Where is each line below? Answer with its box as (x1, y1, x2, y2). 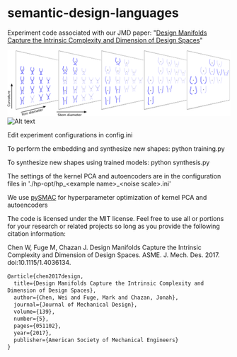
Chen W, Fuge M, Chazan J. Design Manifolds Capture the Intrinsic (7, 243, 202, 252)
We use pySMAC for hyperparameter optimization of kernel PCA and (7, 193, 207, 202)
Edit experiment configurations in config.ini (7, 131, 133, 140)
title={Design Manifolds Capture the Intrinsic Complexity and (13, 280, 204, 288)
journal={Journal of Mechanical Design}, (13, 301, 138, 309)
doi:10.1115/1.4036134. (7, 259, 71, 267)
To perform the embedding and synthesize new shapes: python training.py (7, 144, 225, 153)
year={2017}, (13, 329, 52, 337)
